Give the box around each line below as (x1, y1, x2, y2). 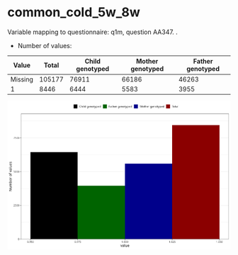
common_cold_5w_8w (7, 4, 140, 21)
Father (193, 57, 213, 66)
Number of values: (17, 41, 72, 50)
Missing (10, 75, 34, 84)
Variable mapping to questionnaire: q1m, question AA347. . (7, 28, 178, 36)
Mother (135, 57, 159, 66)
